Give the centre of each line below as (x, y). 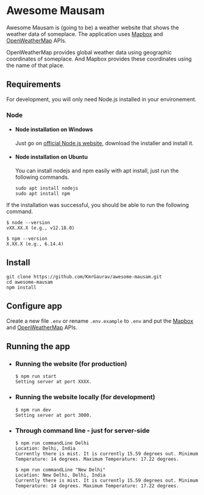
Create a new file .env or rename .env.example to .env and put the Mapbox (100, 320)
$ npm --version (27, 239)
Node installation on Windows (54, 129)
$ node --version (28, 223)
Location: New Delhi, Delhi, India (60, 475)
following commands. (42, 177)
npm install (21, 287)
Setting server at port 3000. (54, 415)
